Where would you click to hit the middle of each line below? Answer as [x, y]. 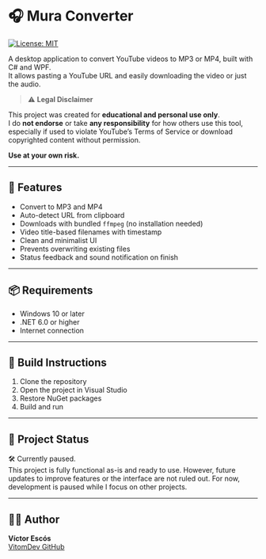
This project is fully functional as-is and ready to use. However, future [122, 470]
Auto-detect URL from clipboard [72, 215]
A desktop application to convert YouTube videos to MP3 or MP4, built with [131, 59]
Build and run [41, 407]
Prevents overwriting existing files [75, 249]
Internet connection [52, 330]
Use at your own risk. [44, 155]
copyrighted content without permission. [74, 139]
